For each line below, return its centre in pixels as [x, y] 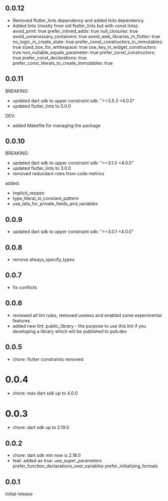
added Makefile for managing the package [56, 126]
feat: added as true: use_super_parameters [57, 461]
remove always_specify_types [43, 260]
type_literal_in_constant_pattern [46, 198]
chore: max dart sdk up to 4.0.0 [45, 393]
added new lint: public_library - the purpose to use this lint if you [79, 326]
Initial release [19, 494]
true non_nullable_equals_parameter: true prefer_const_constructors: [84, 52]
